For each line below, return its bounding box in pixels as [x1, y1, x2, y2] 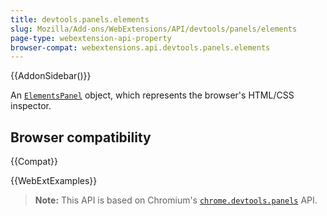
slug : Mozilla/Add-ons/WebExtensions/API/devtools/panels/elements [10, 24, 298, 34]
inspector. [10, 100, 52, 112]
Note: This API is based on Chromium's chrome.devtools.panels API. [34, 194, 318, 206]
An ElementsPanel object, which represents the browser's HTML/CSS [10, 89, 295, 101]
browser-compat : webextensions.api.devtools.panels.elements [10, 42, 271, 53]
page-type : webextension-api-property [10, 33, 172, 43]
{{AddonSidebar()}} [10, 70, 92, 82]
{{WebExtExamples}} [10, 175, 98, 187]
